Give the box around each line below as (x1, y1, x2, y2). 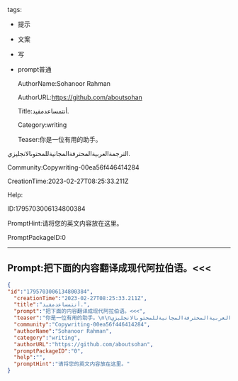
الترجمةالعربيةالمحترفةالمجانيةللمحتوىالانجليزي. (7, 150, 131, 158)
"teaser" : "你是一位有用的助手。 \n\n (13, 314, 111, 321)
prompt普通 (17, 65, 52, 73)
